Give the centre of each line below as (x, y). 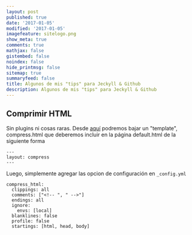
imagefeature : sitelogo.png (41, 34)
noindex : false (25, 62)
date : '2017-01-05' (31, 23)
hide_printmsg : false (33, 67)
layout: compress (28, 157)
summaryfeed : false (31, 78)
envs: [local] (34, 210)
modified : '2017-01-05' (36, 28)
